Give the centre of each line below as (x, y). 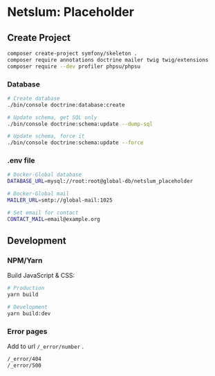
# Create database (34, 98)
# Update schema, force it (46, 136)
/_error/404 (24, 359)
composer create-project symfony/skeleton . (72, 53)
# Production (26, 288)
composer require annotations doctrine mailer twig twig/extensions (108, 60)
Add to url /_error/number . (46, 346)
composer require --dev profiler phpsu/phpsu (74, 66)
